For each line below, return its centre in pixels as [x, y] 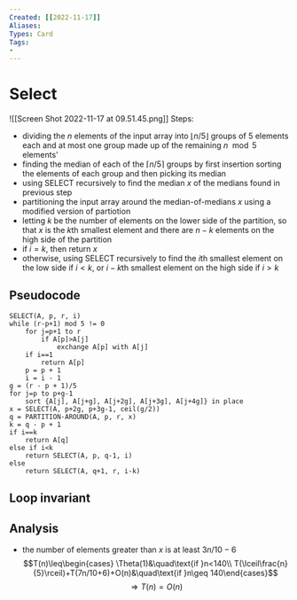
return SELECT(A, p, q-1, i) [79, 456]
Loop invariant [50, 499]
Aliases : [25, 26]
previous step [47, 192]
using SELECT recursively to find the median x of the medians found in [151, 183]
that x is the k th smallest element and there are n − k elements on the [148, 230]
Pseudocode [45, 296]
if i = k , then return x [59, 249]
